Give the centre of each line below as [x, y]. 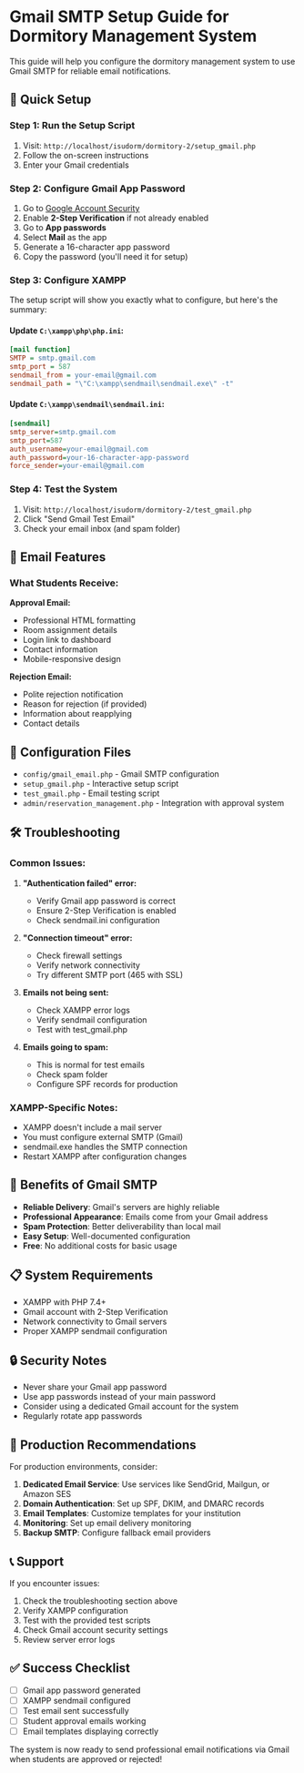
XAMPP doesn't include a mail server [92, 1127]
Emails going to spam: [66, 1047]
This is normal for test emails [91, 1065]
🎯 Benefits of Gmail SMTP [83, 1185]
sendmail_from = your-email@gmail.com [83, 375]
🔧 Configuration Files [71, 752]
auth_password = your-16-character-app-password [99, 457]
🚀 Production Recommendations [103, 1445]
